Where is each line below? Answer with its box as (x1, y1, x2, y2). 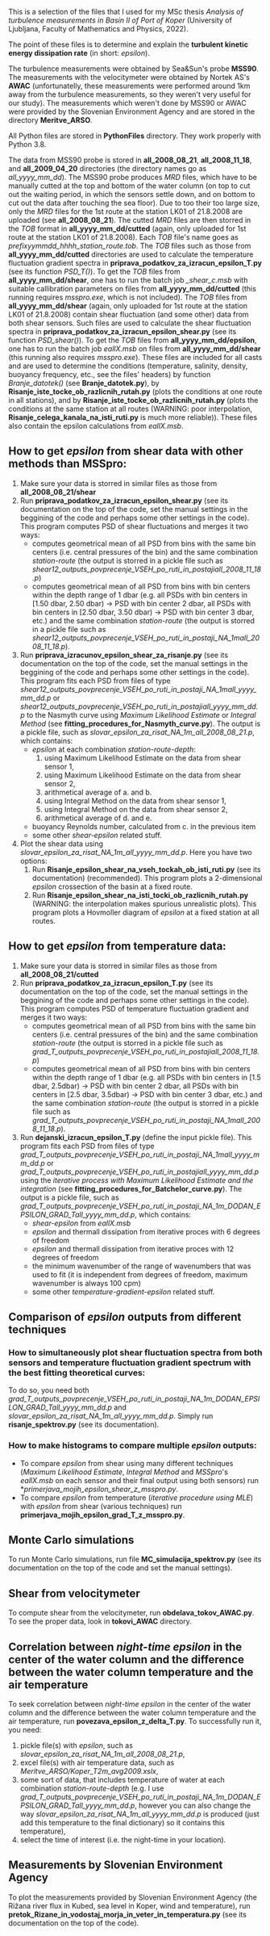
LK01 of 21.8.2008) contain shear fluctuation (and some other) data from (8, 310, 249, 319)
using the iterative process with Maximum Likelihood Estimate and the (19, 1175, 254, 1185)
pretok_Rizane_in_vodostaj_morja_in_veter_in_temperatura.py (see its (8, 1909, 247, 1919)
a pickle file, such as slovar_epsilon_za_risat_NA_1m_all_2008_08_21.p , (19, 727, 255, 737)
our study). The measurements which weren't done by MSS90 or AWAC (8, 98, 247, 107)
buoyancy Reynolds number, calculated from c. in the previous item (31, 821, 256, 831)
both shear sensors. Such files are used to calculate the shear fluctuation (8, 318, 251, 328)
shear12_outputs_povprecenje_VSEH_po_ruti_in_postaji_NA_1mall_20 (31, 633, 260, 643)
